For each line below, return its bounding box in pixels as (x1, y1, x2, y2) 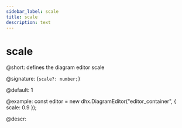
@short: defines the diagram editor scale (6, 64, 105, 71)
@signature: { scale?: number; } (6, 75, 81, 82)
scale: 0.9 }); (6, 104, 37, 111)
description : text (6, 19, 51, 25)
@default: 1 (6, 87, 33, 94)
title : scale (6, 14, 38, 20)
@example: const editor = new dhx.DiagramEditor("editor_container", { (6, 98, 177, 105)
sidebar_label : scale (6, 8, 59, 15)
